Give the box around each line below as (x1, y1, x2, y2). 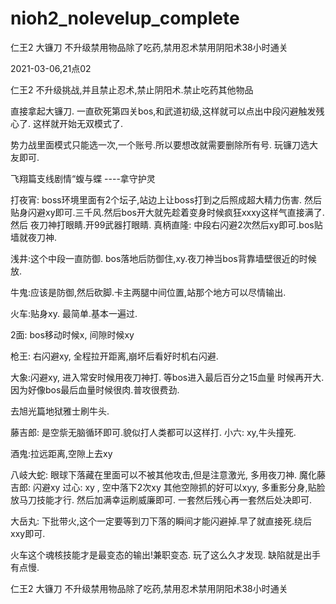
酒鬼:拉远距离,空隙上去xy (10, 447, 113, 459)
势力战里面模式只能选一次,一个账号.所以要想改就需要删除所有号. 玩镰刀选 (10, 138, 310, 151)
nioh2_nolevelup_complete (10, 7, 240, 30)
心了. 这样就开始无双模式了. (10, 117, 124, 129)
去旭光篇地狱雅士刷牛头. (10, 405, 110, 417)
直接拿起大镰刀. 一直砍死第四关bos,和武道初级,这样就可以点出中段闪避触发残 (10, 105, 325, 117)
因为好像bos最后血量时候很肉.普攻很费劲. (10, 383, 180, 396)
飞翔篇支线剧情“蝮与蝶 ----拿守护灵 (10, 172, 156, 184)
